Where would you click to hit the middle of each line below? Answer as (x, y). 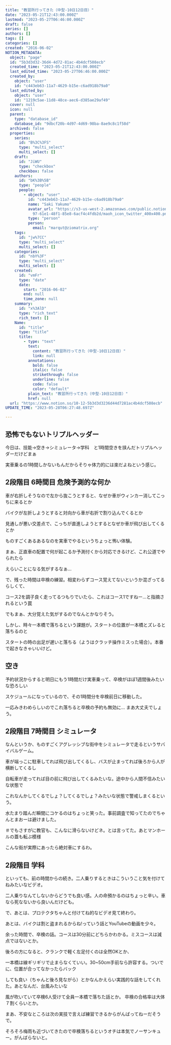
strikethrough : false (55, 375)
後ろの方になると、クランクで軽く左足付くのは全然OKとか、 (69, 952)
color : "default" (51, 389)
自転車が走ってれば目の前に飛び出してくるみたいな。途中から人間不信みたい (85, 779)
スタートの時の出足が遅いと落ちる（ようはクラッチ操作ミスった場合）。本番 (84, 642)
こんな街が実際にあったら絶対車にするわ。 (50, 848)
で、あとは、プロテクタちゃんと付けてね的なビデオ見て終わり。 (72, 913)
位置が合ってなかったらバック (45, 969)
